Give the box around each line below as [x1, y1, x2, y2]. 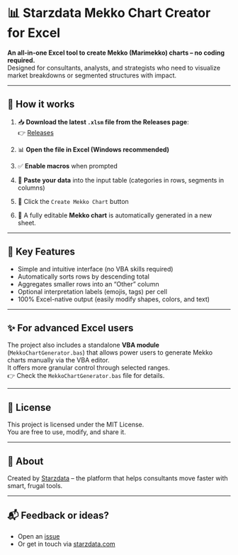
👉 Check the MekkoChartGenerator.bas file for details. [7, 372, 165, 380]
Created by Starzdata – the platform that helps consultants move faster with [7, 474, 228, 483]
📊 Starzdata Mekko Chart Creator [7, 5, 211, 21]
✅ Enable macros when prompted [17, 161, 118, 170]
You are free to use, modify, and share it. [7, 428, 126, 436]
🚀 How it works [7, 98, 75, 110]
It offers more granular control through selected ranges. [7, 363, 170, 372]
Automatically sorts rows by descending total [17, 272, 150, 281]
